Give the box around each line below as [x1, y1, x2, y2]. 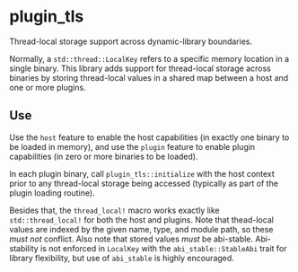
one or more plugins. [9, 82, 87, 92]
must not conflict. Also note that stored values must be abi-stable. [9, 233, 254, 244]
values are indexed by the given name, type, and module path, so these [9, 224, 274, 234]
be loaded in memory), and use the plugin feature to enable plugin [9, 141, 256, 152]
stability [9, 242, 39, 253]
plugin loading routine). [9, 187, 96, 198]
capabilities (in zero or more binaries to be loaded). [9, 151, 198, 162]
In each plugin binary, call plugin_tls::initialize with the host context [9, 168, 276, 179]
